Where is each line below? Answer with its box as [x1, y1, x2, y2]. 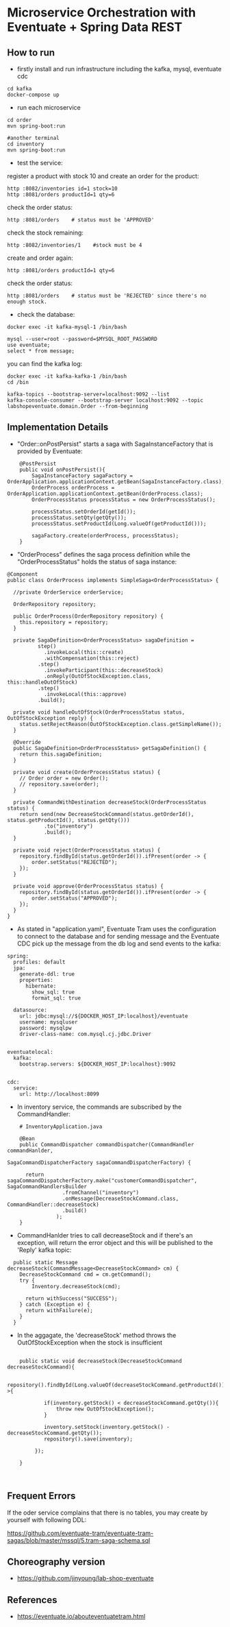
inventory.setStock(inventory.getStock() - [43, 1423, 170, 1430]
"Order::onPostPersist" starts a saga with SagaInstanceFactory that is [16, 439, 214, 448]
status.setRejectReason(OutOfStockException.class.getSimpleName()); [19, 721, 222, 727]
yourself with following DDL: [7, 1515, 87, 1523]
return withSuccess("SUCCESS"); [25, 1294, 118, 1302]
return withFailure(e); [25, 1307, 94, 1314]
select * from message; [7, 348, 75, 354]
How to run [7, 47, 55, 58]
